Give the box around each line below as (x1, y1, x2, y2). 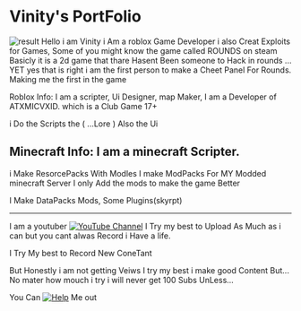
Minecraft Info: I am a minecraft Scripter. (9, 144, 240, 160)
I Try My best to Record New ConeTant (9, 247, 152, 258)
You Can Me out (9, 291, 97, 302)
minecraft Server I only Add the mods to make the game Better (9, 177, 240, 188)
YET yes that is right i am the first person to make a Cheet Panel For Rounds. (9, 65, 292, 75)
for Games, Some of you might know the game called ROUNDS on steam (9, 45, 278, 56)
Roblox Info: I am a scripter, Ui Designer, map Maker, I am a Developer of (9, 91, 278, 102)
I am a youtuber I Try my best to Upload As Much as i (9, 220, 281, 231)
